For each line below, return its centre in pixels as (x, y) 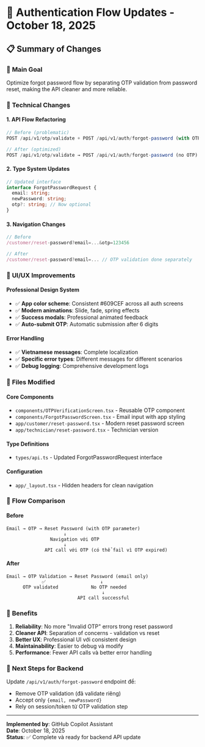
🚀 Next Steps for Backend (45, 669)
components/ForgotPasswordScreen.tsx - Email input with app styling (100, 417)
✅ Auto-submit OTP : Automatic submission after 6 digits (87, 324)
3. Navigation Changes (36, 224)
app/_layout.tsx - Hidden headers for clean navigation (84, 485)
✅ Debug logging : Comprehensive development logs (82, 366)
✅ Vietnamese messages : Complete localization (77, 352)
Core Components (30, 397)
